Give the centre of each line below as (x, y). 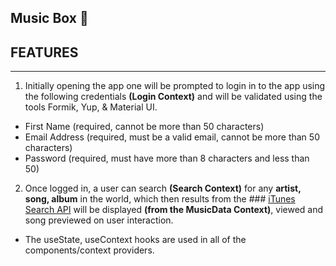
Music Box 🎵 (49, 18)
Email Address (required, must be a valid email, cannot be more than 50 (172, 137)
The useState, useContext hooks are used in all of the (135, 240)
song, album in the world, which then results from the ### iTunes (160, 199)
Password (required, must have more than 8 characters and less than (167, 158)
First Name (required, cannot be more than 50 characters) (144, 127)
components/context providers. (89, 250)
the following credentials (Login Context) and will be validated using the (173, 97)
